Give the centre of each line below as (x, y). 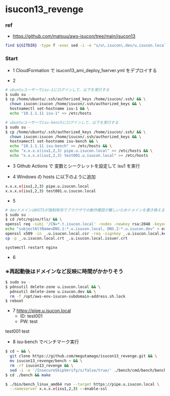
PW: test (29, 321)
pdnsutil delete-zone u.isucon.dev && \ (53, 291)
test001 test (17, 332)
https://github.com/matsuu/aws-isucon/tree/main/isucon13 (74, 36)
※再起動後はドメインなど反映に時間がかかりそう (65, 271)
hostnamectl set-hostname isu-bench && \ (54, 141)
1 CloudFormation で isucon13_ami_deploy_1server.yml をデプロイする (85, 70)
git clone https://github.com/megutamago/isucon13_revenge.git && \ (83, 356)
